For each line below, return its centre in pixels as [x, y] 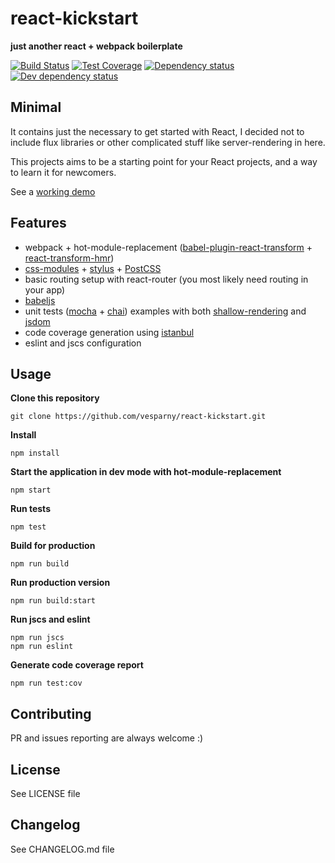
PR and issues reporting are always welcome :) [107, 738]
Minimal [36, 107]
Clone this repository [55, 398]
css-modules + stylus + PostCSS [93, 268]
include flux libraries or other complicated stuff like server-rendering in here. [168, 142]
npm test [28, 527]
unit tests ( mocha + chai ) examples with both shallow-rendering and [165, 311]
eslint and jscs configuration [83, 343]
